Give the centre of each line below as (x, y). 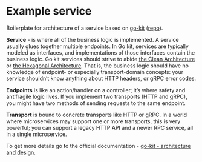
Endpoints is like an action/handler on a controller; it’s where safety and (96, 90)
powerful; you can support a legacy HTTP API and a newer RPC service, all (100, 127)
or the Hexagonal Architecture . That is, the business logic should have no (98, 66)
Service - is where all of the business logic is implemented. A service (93, 39)
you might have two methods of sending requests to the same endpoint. (96, 103)
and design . (21, 152)
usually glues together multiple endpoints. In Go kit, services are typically (98, 46)
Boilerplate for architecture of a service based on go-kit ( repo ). (85, 28)
